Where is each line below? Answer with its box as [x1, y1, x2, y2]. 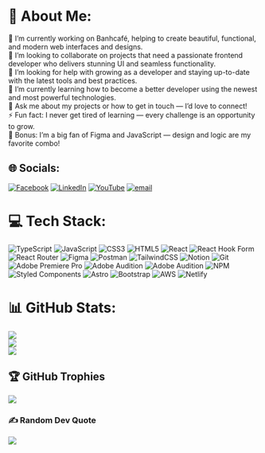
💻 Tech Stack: [8, 212, 107, 230]
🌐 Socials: [8, 162, 60, 175]
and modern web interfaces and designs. [8, 41, 143, 51]
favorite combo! [8, 139, 60, 148]
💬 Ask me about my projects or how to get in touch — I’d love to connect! [8, 101, 248, 111]
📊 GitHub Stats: [8, 299, 117, 317]
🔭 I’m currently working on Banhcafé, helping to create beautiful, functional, [8, 33, 257, 43]
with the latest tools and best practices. [8, 76, 138, 85]
